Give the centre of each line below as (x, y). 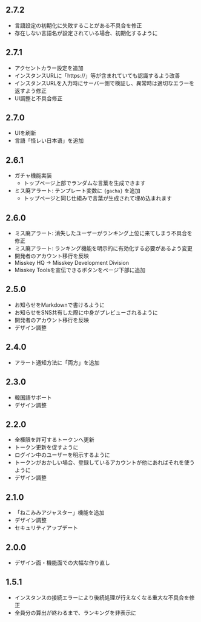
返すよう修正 (30, 91)
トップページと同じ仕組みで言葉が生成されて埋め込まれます (97, 198)
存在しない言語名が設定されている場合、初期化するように (86, 33)
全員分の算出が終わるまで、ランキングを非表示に (75, 612)
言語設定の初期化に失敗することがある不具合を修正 (78, 25)
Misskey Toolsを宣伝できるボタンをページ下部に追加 (80, 270)
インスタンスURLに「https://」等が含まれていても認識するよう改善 (97, 75)
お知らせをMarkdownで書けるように (60, 305)
